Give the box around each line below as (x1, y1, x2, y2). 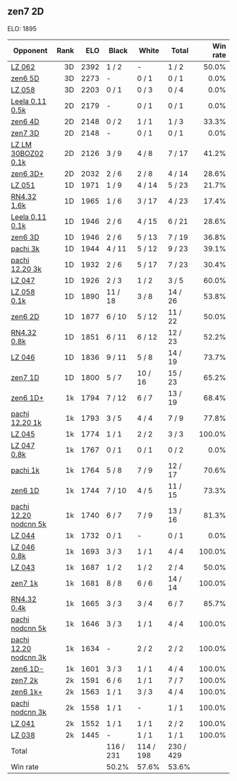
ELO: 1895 (7, 24, 37, 32)
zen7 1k (11, 578, 39, 588)
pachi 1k (11, 465, 40, 475)
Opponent (13, 45, 48, 55)
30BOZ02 (11, 148, 44, 158)
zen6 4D (11, 117, 39, 126)
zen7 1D (11, 372, 39, 382)
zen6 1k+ (11, 686, 43, 696)
